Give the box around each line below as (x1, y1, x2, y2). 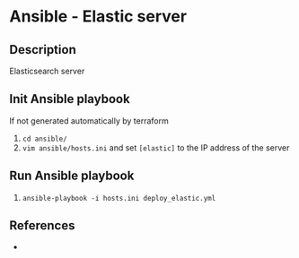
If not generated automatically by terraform (9, 115, 169, 126)
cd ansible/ (22, 134, 67, 143)
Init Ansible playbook (9, 91, 130, 107)
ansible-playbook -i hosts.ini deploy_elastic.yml (22, 193, 216, 202)
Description (9, 42, 76, 57)
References (9, 218, 75, 234)
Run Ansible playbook (9, 168, 135, 184)
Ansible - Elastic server (9, 6, 187, 27)
